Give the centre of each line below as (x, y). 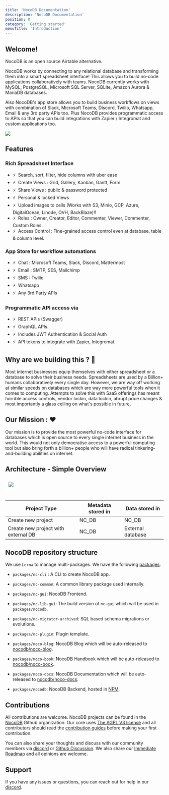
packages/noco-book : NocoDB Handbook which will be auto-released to (86, 659)
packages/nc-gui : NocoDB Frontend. (50, 594)
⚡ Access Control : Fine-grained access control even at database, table (87, 231)
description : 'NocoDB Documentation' (45, 15)
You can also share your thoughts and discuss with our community (74, 743)
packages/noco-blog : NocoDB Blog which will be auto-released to (80, 644)
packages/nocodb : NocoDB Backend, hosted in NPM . (66, 689)
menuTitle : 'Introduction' (33, 29)
